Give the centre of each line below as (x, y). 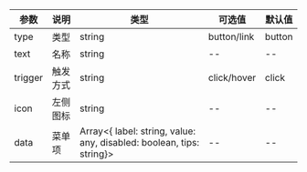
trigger (29, 78)
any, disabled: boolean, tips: (139, 142)
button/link (232, 37)
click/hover (233, 78)
